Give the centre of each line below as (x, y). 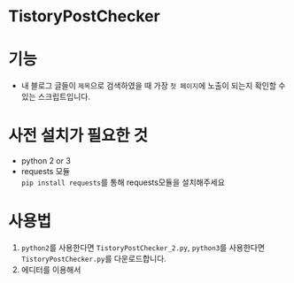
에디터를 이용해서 (51, 270)
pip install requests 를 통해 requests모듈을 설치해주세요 (123, 182)
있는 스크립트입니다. (55, 97)
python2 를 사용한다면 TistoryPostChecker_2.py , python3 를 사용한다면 (143, 248)
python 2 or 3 (46, 161)
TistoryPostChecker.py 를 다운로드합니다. (94, 259)
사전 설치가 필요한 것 (78, 136)
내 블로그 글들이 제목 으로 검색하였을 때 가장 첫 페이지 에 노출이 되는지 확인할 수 (153, 86)
